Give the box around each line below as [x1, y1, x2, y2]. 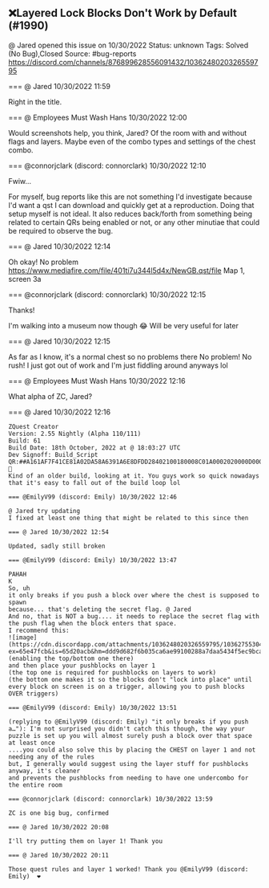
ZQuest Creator [8, 422, 59, 430]
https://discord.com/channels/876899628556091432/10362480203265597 [8, 57, 259, 67]
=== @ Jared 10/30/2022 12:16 [8, 407, 110, 417]
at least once [8, 739, 56, 747]
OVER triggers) [8, 690, 59, 698]
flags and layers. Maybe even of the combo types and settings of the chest [8, 136, 256, 146]
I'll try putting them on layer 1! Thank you [8, 837, 163, 845]
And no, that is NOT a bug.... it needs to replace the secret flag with [8, 612, 260, 621]
